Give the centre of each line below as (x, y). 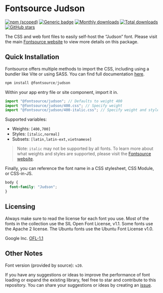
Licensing (20, 207)
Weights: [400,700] (31, 129)
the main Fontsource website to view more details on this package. (72, 41)
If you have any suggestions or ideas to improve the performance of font (78, 275)
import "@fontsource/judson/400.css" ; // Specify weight (64, 106)
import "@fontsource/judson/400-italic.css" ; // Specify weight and (76, 110)
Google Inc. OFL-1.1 (24, 238)
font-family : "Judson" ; (33, 187)
